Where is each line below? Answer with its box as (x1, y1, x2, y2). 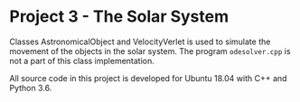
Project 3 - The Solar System (9, 6, 229, 27)
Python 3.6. (9, 82, 52, 93)
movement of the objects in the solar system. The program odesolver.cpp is (9, 45, 291, 56)
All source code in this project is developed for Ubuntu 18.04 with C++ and (9, 72, 287, 83)
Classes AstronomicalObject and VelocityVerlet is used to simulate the (9, 36, 271, 47)
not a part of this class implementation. (9, 55, 155, 66)
